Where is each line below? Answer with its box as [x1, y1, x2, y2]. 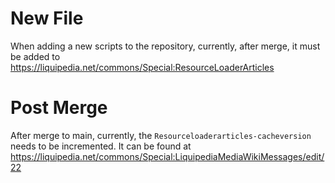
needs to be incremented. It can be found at [10, 140, 192, 152]
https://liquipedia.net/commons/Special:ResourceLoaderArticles [10, 61, 275, 73]
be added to [10, 50, 61, 62]
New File [10, 7, 84, 30]
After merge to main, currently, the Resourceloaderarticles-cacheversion [10, 129, 312, 141]
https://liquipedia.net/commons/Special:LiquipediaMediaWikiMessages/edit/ [10, 150, 325, 162]
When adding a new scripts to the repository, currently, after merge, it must [10, 40, 321, 52]
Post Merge [10, 97, 108, 119]
